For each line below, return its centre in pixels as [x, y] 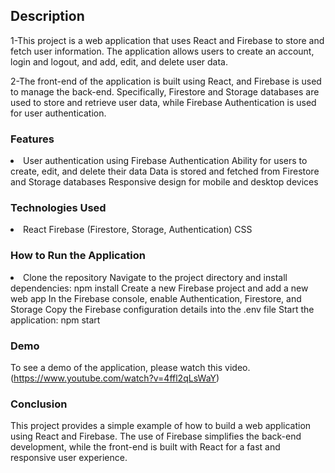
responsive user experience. [69, 458]
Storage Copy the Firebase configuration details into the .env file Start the [162, 309]
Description [47, 16]
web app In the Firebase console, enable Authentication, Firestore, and [156, 298]
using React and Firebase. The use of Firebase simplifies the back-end [156, 436]
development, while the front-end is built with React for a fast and [145, 447]
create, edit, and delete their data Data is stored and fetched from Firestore [165, 171]
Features [32, 139]
